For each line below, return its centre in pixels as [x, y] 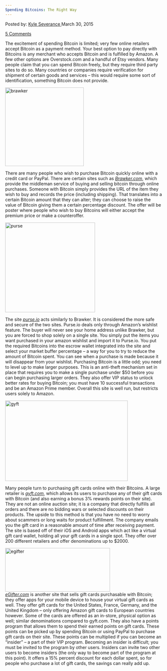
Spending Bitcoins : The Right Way [41, 10]
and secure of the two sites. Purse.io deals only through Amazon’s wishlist [82, 324]
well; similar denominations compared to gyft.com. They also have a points [82, 621]
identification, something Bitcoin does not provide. [57, 80]
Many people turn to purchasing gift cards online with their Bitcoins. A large [83, 488]
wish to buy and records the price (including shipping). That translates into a [83, 194]
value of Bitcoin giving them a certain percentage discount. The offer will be [83, 205]
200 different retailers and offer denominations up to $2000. [67, 541]
